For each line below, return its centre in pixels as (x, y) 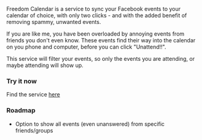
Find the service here (33, 95)
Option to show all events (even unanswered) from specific (90, 124)
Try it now (21, 81)
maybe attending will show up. (45, 65)
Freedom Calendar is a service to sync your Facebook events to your (94, 9)
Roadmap (21, 111)
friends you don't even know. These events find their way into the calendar (101, 40)
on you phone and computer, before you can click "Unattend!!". (86, 47)
